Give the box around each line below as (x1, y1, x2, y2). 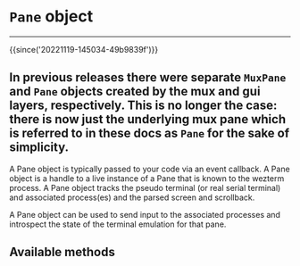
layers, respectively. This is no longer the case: (9, 98, 278, 113)
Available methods (9, 245, 116, 260)
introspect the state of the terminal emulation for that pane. (9, 219, 227, 229)
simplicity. (9, 140, 70, 155)
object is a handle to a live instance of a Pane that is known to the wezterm (9, 172, 285, 184)
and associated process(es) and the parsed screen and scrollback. (9, 192, 255, 203)
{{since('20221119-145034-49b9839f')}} (9, 44, 159, 54)
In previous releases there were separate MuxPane (9, 70, 287, 86)
